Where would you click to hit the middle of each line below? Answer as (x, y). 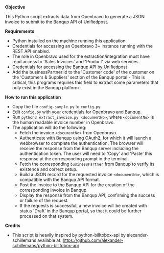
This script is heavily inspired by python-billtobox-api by (69, 235)
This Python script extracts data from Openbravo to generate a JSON (75, 16)
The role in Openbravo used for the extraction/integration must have (81, 56)
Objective (15, 7)
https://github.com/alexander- (93, 240)
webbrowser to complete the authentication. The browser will (81, 143)
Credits (13, 226)
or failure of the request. (44, 200)
